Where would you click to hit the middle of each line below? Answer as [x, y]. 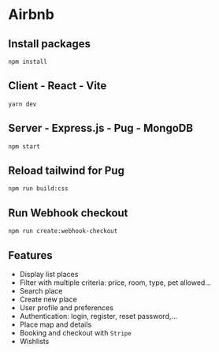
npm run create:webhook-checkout [63, 231]
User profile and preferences [67, 308]
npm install [28, 62]
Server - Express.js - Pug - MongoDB [101, 128]
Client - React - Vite [58, 86]
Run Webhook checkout [68, 213]
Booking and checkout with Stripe [75, 333]
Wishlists [34, 342]
